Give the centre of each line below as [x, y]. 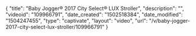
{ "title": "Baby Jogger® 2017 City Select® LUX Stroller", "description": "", [95, 8]
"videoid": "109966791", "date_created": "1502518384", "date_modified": [94, 15]
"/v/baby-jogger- [170, 21]
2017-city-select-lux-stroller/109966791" [55, 27]
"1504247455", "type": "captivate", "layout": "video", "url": [77, 21]
